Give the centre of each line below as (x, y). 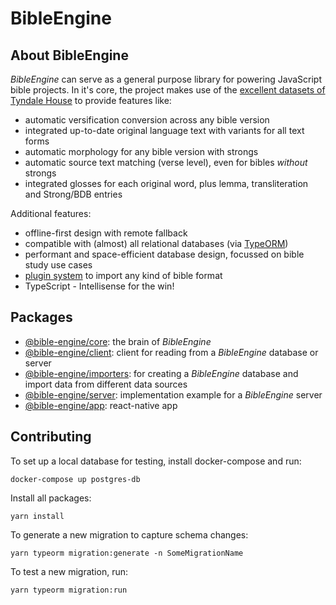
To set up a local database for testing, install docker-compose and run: (156, 461)
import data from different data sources (106, 384)
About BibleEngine (69, 55)
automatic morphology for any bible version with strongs (141, 151)
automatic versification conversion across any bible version (147, 120)
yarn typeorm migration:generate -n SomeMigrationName (127, 553)
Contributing (51, 437)
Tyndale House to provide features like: (91, 100)
